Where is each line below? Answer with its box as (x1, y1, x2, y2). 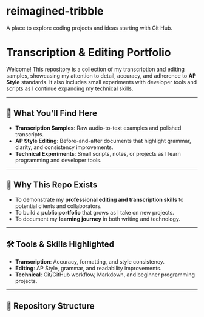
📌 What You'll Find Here (6, 108, 97, 119)
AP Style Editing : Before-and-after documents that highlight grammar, (15, 137, 191, 144)
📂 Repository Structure (6, 301, 95, 311)
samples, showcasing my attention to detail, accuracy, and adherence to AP (6, 72, 196, 79)
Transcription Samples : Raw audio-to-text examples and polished (15, 124, 182, 132)
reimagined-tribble (6, 4, 104, 18)
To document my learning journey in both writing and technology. (15, 215, 181, 222)
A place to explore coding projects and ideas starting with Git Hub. (6, 24, 173, 32)
